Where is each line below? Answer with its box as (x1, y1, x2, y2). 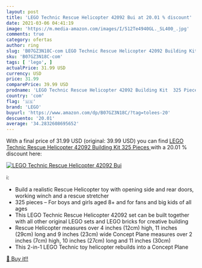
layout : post (6, 8, 39, 15)
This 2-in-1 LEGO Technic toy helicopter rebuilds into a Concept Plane (14, 243, 189, 251)
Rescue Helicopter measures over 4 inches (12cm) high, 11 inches (14, 224, 177, 232)
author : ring (6, 43, 39, 49)
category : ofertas (6, 37, 52, 43)
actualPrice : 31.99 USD (6, 64, 66, 71)
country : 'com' (6, 93, 44, 99)
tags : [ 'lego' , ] (6, 59, 52, 65)
